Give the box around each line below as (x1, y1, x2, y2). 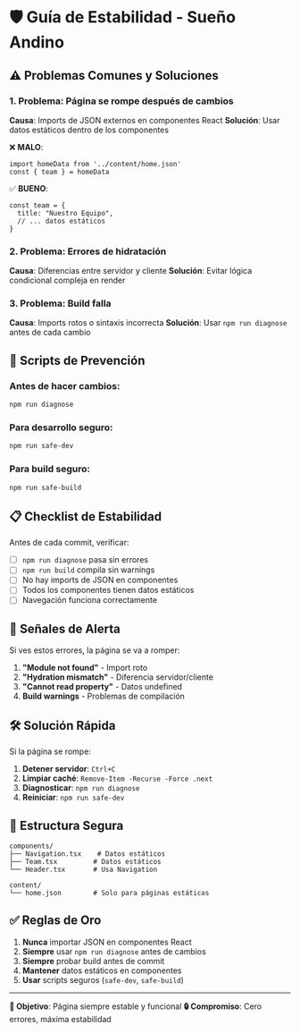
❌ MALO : (9, 141, 44, 152)
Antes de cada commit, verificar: (9, 538, 129, 548)
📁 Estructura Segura (9, 817, 124, 833)
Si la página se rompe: (9, 746, 92, 757)
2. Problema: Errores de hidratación (9, 245, 167, 258)
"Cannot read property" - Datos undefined (21, 682, 183, 692)
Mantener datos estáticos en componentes (21, 965, 182, 976)
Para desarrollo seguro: (9, 421, 113, 434)
